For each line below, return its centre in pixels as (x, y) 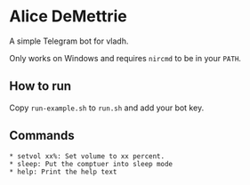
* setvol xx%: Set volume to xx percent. (87, 156)
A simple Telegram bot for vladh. (69, 41)
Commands (42, 136)
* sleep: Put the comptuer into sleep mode (91, 164)
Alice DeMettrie (68, 16)
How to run (40, 86)
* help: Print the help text (63, 172)
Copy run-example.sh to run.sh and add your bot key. (107, 108)
